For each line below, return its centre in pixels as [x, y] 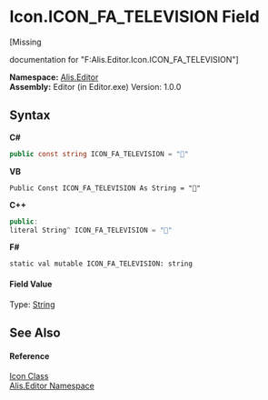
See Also [35, 332]
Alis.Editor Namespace [52, 386]
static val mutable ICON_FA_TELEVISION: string [101, 264]
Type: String [32, 304]
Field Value [31, 284]
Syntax [30, 115]
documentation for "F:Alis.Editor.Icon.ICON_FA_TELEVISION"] [124, 59]
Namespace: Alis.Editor [54, 77]
